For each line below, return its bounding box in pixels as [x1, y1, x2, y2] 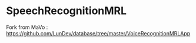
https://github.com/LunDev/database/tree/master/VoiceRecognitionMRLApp [6, 29, 191, 37]
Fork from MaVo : [6, 24, 48, 31]
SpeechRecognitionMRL [6, 4, 127, 18]
